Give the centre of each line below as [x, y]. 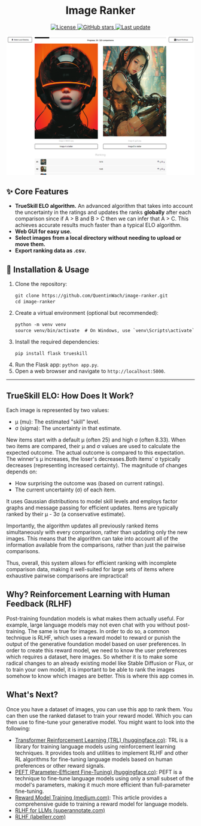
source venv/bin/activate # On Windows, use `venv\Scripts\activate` [105, 331]
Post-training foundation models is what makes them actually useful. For [95, 618]
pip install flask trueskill [51, 354]
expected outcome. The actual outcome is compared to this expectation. [96, 452]
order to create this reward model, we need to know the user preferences [97, 650]
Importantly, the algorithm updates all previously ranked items [82, 526]
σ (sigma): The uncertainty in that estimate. [68, 428]
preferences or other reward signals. [60, 765]
